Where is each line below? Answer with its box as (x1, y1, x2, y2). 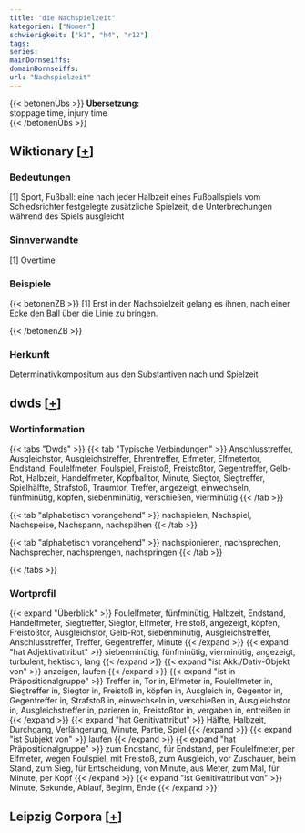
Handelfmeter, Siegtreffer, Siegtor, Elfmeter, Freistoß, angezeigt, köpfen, (9, 618, 280, 629)
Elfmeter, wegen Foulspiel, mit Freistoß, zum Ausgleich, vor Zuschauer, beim (9, 754, 297, 765)
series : (9, 47, 39, 57)
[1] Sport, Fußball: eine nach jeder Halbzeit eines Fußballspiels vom (9, 192, 261, 203)
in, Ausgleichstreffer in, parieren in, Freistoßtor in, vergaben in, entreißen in (9, 704, 291, 716)
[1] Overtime (9, 255, 56, 266)
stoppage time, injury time (9, 107, 107, 119)
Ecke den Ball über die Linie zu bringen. (9, 307, 158, 319)
